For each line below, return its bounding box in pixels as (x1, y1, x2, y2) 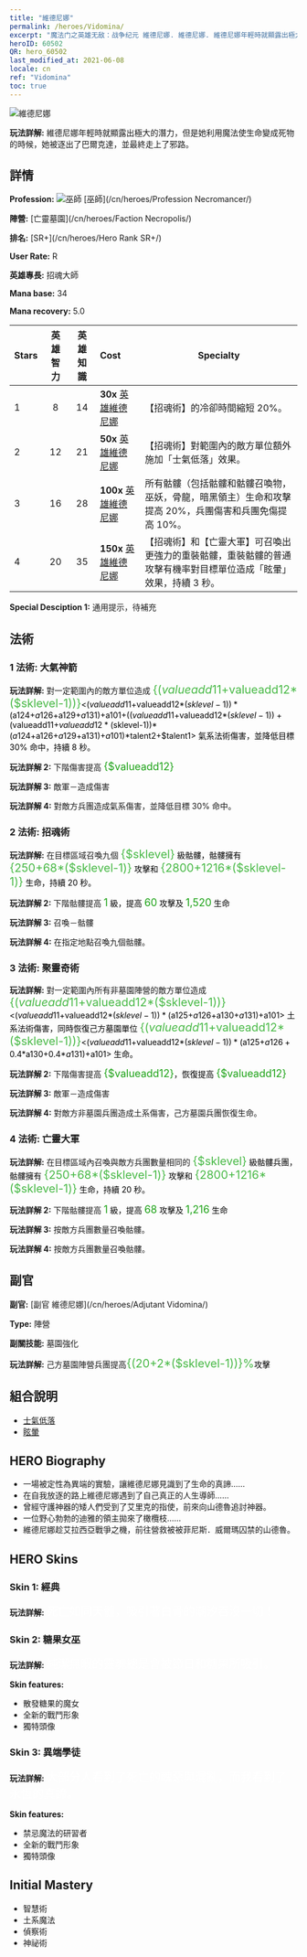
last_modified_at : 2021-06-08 (9, 56, 125, 65)
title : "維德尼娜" (9, 13, 75, 23)
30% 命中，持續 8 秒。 (9, 742, 96, 753)
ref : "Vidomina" (9, 73, 71, 82)
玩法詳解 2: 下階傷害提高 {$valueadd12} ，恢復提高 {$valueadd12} (9, 1066, 287, 1080)
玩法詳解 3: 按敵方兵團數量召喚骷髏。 (9, 1224, 150, 1235)
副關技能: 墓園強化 (9, 1337, 79, 1349)
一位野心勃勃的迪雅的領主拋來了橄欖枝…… (22, 1513, 181, 1524)
